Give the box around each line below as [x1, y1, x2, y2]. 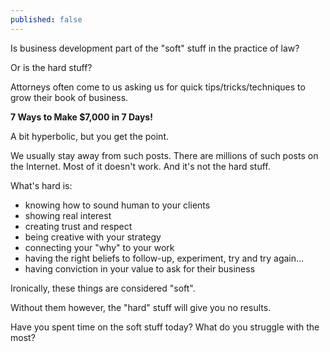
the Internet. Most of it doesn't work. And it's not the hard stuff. [10, 160, 271, 172]
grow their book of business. [10, 91, 129, 103]
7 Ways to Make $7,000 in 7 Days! [10, 111, 153, 123]
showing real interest [24, 209, 112, 221]
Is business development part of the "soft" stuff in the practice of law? [10, 42, 300, 54]
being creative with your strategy [24, 231, 162, 243]
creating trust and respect [24, 220, 133, 232]
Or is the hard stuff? [10, 61, 93, 73]
